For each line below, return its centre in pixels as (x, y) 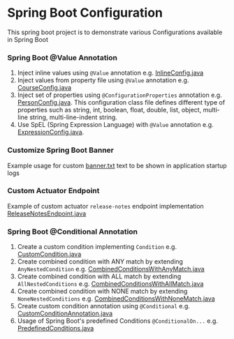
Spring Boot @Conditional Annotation (73, 232)
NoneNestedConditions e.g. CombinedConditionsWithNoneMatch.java (116, 299)
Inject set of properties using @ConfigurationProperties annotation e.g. (119, 95)
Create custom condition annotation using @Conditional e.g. (104, 306)
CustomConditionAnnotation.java (65, 314)
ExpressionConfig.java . (51, 132)
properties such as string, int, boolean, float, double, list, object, (109, 110)
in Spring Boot (28, 39)
